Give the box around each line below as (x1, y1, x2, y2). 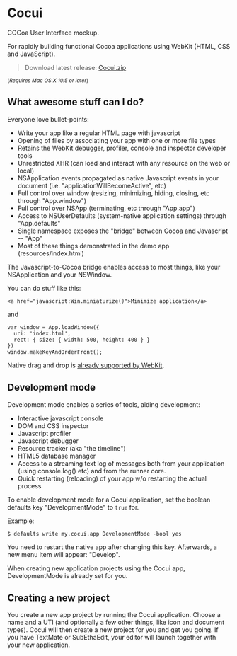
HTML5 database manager (17, 451, 96, 460)
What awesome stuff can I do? (7, 96, 144, 108)
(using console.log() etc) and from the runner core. (17, 466, 166, 475)
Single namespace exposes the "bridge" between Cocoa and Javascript (17, 226, 229, 235)
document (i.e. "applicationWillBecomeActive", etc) (17, 181, 166, 190)
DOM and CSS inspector (17, 421, 89, 430)
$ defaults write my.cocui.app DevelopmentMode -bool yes (7, 530, 182, 537)
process (17, 481, 42, 490)
